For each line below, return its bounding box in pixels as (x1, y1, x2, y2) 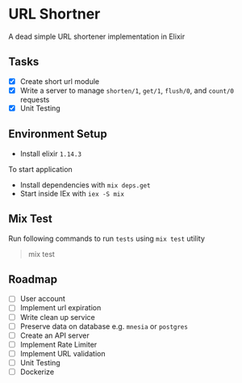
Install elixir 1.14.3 (19, 149, 82, 158)
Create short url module (19, 76, 99, 86)
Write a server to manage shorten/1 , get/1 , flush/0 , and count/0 (19, 86, 235, 95)
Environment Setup (8, 127, 107, 141)
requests (19, 95, 50, 104)
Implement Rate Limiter (19, 339, 98, 349)
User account (19, 294, 66, 304)
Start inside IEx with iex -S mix (19, 188, 125, 198)
